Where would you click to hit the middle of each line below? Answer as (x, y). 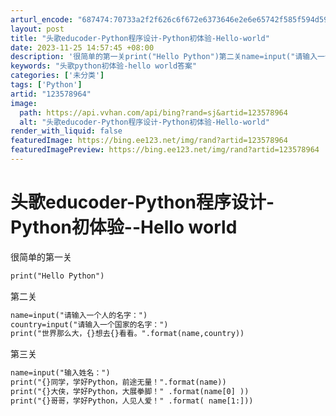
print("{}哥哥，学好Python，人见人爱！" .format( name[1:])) (132, 401)
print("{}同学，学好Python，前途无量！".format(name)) (118, 382)
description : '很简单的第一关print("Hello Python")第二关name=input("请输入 (164, 57)
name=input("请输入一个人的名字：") (79, 315)
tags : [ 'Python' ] (46, 85)
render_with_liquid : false (66, 131)
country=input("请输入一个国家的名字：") (89, 324)
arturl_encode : (42, 19)
